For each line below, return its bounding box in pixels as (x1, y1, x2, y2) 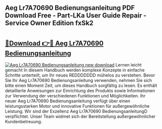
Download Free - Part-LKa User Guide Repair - (5, 12, 147, 20)
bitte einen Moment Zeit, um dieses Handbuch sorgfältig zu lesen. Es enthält (5, 82, 157, 88)
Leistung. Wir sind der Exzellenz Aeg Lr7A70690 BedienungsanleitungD (5, 109, 147, 114)
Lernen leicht (115, 62, 142, 67)
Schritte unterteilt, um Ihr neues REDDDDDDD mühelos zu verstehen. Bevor (5, 72, 156, 78)
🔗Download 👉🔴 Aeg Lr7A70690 (5, 39, 104, 48)
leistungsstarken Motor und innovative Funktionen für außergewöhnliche (5, 103, 150, 109)
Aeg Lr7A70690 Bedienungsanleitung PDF (5, 4, 135, 12)
